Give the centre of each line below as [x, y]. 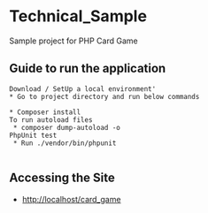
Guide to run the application [88, 68]
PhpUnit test [33, 135]
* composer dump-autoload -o [67, 127]
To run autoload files [51, 120]
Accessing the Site [62, 178]
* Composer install [45, 112]
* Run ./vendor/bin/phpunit [65, 143]
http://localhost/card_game [71, 199]
